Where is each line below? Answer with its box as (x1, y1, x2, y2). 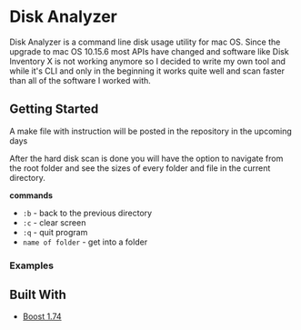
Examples (9, 259, 55, 272)
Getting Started (9, 102, 99, 117)
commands (9, 189, 53, 201)
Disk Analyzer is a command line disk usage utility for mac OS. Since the (9, 36, 281, 47)
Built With (9, 287, 66, 303)
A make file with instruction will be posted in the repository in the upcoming (9, 125, 293, 136)
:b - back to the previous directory (22, 207, 153, 218)
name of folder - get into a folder (22, 236, 148, 247)
